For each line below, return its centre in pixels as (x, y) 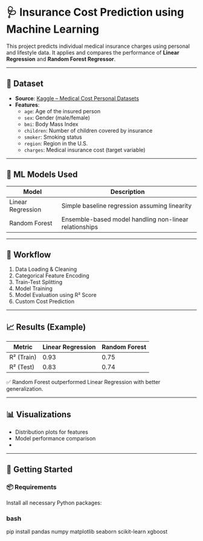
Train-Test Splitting (38, 282)
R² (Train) (23, 357)
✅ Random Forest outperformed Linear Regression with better (83, 382)
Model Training (34, 288)
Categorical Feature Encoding (52, 276)
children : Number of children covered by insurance (88, 130)
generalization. (25, 389)
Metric (23, 347)
